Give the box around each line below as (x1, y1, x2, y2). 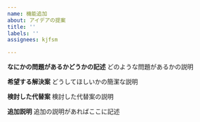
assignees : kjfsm (7, 36, 58, 43)
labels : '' (7, 29, 39, 37)
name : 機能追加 (7, 10, 48, 18)
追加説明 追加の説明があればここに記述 (7, 107, 120, 116)
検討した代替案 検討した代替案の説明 (7, 93, 114, 101)
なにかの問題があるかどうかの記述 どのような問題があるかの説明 (7, 62, 194, 71)
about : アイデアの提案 (7, 17, 66, 24)
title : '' (7, 23, 36, 30)
